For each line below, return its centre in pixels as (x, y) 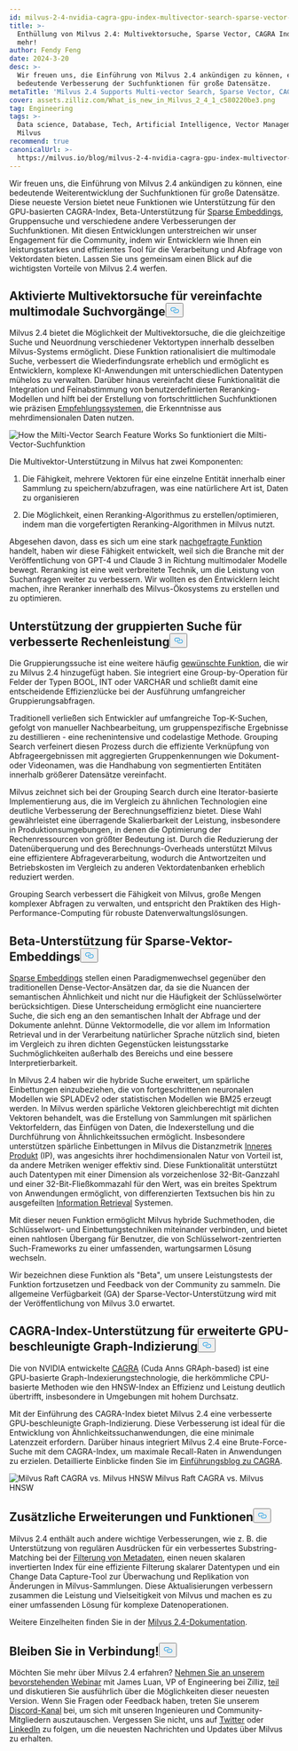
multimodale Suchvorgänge (87, 311)
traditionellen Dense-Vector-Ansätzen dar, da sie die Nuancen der (129, 987)
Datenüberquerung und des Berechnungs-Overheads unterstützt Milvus (141, 848)
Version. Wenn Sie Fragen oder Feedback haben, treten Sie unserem (134, 1701)
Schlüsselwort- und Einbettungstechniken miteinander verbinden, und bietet (149, 1229)
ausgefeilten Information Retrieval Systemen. (91, 1202)
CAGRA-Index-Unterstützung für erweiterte (133, 1331)
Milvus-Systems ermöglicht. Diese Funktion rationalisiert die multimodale (143, 352)
